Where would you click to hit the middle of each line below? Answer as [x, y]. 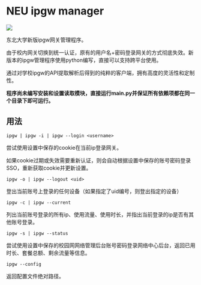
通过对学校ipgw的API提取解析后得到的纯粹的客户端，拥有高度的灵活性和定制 [100, 73]
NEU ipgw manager [55, 11]
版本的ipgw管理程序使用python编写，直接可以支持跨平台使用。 [84, 60]
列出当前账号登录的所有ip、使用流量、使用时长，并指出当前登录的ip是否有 [97, 214]
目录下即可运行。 [32, 100]
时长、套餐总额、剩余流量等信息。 [48, 253]
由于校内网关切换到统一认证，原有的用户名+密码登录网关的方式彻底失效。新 [100, 52]
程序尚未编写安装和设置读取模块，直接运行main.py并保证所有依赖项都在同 [98, 93]
